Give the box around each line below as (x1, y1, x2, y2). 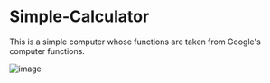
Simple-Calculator (9, 6, 150, 27)
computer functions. (9, 45, 86, 56)
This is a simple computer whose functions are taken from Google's (9, 36, 262, 47)
